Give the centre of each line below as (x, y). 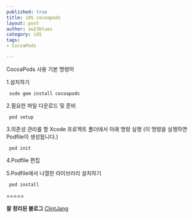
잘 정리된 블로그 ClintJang (37, 208)
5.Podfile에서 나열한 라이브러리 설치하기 (54, 173)
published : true (27, 12)
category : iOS (24, 35)
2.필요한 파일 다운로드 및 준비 (41, 105)
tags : (13, 40)
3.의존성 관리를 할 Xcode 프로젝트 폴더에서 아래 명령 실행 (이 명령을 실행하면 (97, 129)
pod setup (21, 117)
